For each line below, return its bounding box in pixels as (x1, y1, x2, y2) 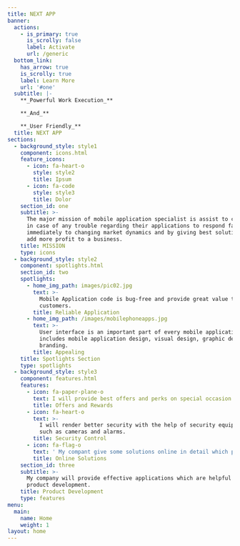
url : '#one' (20, 84, 56, 91)
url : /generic (26, 51, 69, 58)
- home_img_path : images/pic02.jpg (26, 282, 133, 289)
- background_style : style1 (14, 142, 98, 150)
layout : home (7, 528, 46, 535)
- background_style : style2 (14, 255, 98, 263)
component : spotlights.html (20, 262, 104, 269)
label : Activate (26, 44, 75, 51)
